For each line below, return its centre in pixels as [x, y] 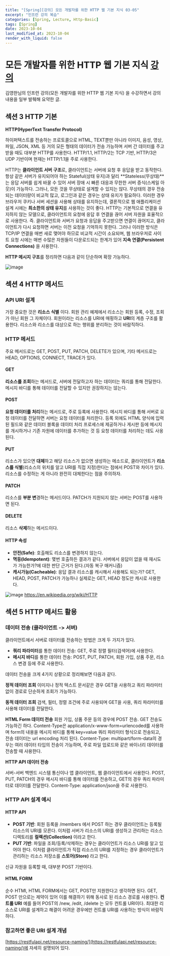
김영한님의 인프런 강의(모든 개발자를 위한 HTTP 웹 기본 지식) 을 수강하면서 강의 [83, 93]
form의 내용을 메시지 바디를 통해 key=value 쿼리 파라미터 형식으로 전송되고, [86, 732]
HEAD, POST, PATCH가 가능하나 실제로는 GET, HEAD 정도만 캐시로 [80, 578]
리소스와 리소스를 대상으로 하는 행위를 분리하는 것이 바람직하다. [82, 325]
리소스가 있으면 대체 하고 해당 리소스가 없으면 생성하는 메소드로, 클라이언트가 [80, 461]
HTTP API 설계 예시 [28, 800]
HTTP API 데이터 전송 [27, 762]
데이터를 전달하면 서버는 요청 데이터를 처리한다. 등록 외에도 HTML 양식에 [82, 418]
